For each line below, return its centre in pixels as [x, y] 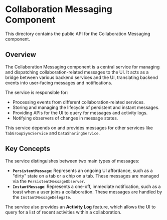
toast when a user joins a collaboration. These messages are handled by [87, 191]
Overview [21, 55]
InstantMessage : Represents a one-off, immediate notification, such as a [87, 186]
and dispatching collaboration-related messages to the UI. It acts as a [77, 72]
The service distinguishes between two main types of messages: [72, 160]
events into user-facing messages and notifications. [59, 82]
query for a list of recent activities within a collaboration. [63, 212]
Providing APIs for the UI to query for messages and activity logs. [80, 112]
